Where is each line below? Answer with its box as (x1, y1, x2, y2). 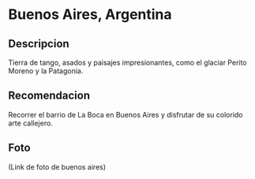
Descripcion (8, 37, 69, 50)
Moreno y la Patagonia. (8, 66, 84, 76)
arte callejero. (8, 118, 53, 128)
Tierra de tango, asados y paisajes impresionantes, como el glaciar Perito (8, 58, 247, 67)
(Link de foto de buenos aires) (8, 162, 107, 171)
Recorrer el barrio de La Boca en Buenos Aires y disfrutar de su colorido (8, 110, 243, 119)
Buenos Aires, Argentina (8, 6, 172, 24)
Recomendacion (8, 89, 91, 103)
